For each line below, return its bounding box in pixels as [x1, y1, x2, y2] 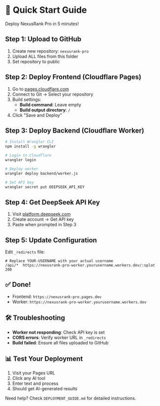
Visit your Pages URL [12, 370, 55, 376]
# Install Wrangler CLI [5, 139, 54, 144]
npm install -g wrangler [5, 144, 56, 149]
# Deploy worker [5, 166, 38, 171]
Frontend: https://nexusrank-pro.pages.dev [12, 293, 102, 300]
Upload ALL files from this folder [12, 53, 78, 59]
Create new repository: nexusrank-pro [12, 48, 89, 54]
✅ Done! [5, 280, 31, 289]
